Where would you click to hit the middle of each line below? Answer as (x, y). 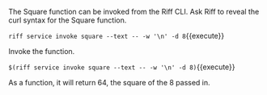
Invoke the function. (42, 51)
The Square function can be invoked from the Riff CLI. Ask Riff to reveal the (134, 12)
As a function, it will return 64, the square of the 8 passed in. (109, 83)
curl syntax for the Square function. (68, 20)
